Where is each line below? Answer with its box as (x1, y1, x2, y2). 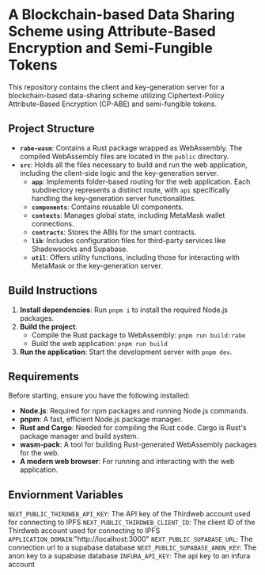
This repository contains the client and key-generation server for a (8, 82, 225, 92)
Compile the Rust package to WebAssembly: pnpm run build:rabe (31, 330, 246, 340)
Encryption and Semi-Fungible (8, 40, 214, 57)
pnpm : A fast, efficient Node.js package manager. (19, 414, 183, 425)
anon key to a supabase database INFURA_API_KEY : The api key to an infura (8, 551, 251, 561)
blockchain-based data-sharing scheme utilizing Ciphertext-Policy (8, 90, 225, 100)
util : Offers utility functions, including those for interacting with (31, 252, 240, 262)
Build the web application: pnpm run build (31, 338, 168, 348)
